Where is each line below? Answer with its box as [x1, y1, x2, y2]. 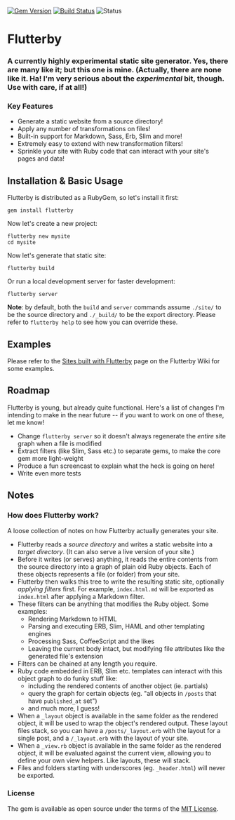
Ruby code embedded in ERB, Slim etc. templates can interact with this [17, 666, 222, 675]
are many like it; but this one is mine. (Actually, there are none [7, 65, 222, 75]
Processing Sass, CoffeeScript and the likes [27, 637, 155, 645]
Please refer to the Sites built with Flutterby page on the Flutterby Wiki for [7, 357, 220, 365]
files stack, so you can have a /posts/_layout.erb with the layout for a [17, 726, 221, 734]
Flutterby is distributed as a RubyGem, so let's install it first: [7, 194, 179, 202]
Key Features [7, 102, 54, 112]
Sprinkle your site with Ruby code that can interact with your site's [17, 147, 209, 156]
